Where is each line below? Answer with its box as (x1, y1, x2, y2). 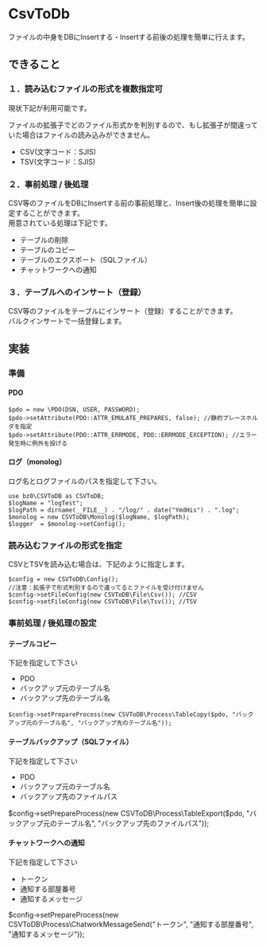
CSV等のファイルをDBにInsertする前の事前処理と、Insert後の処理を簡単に (8, 198, 250, 208)
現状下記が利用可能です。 (8, 103, 91, 112)
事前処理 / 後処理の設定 (8, 618, 97, 629)
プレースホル (222, 414, 258, 422)
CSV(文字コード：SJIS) (19, 146, 97, 156)
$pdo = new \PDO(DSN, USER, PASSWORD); (8, 405, 141, 414)
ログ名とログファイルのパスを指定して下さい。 (8, 476, 161, 485)
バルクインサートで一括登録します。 (8, 316, 126, 326)
